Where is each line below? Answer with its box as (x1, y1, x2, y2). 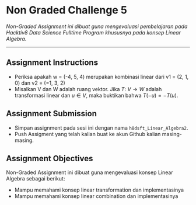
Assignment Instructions (6, 58, 98, 68)
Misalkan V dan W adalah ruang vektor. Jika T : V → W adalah (14, 85, 162, 92)
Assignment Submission (6, 109, 97, 119)
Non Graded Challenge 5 (6, 4, 127, 17)
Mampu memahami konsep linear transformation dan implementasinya (14, 186, 184, 193)
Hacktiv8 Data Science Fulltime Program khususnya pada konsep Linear (6, 29, 181, 36)
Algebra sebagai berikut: (6, 175, 65, 182)
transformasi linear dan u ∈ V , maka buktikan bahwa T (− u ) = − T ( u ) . (14, 92, 178, 99)
